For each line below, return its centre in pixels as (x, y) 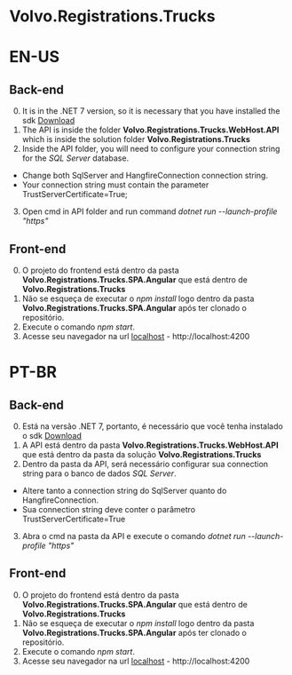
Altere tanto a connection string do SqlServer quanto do (124, 491)
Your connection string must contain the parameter (115, 185)
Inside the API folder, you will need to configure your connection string (151, 149)
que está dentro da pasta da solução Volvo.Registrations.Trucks (142, 454)
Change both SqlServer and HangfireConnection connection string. (145, 176)
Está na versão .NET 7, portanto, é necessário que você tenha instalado (153, 426)
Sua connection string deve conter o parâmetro (109, 509)
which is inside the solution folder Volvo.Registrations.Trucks (136, 139)
